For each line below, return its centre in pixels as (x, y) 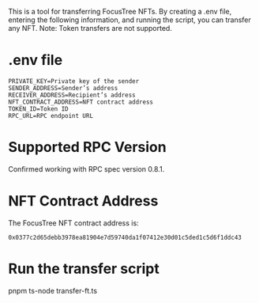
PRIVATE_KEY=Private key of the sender (74, 81)
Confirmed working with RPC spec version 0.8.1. (86, 169)
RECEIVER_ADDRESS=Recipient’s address (72, 95)
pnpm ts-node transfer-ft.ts (53, 290)
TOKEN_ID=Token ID (38, 109)
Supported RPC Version (88, 148)
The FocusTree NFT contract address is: (74, 223)
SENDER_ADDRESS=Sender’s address (63, 88)
